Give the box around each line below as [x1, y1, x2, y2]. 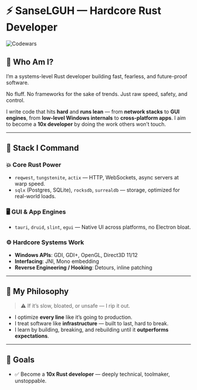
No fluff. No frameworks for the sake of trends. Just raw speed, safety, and [6, 90, 188, 97]
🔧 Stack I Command [6, 143, 79, 153]
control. [6, 96, 25, 104]
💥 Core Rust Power [6, 161, 62, 169]
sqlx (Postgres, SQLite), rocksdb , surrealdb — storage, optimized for [14, 186, 180, 194]
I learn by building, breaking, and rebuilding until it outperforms [14, 326, 169, 333]
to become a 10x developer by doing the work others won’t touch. [6, 121, 166, 128]
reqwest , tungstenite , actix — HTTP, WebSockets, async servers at [14, 174, 179, 181]
